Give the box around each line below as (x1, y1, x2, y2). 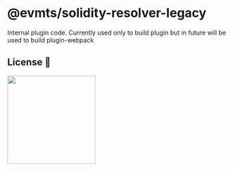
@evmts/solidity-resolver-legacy (7, 5, 207, 21)
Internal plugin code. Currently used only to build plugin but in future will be (7, 28, 227, 37)
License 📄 (7, 57, 51, 69)
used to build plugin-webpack (7, 35, 94, 44)
